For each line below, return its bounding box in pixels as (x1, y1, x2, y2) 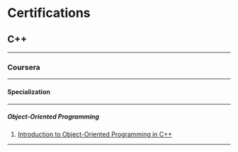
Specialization (7, 87, 51, 96)
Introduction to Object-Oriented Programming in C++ (17, 130, 172, 139)
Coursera (7, 62, 40, 72)
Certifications (7, 5, 91, 21)
